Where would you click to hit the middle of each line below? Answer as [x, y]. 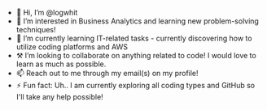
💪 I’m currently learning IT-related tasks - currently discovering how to [134, 38]
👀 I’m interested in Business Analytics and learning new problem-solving [137, 21]
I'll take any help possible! [59, 97]
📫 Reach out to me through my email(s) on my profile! [107, 73]
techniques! [36, 30]
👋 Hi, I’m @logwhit [47, 13]
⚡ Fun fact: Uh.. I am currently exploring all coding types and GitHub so [136, 85]
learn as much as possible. [61, 64]
